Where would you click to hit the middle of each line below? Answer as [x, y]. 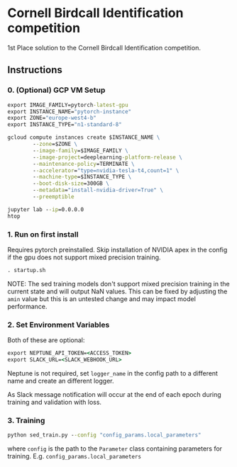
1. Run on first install [43, 234]
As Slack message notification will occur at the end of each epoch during [114, 394]
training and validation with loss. [54, 402]
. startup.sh [27, 270]
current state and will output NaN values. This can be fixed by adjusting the [117, 291]
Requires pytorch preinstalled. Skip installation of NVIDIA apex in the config [117, 249]
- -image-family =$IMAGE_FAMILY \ [81, 150]
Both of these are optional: [46, 340]
